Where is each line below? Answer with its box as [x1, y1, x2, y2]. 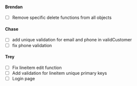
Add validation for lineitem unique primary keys [12, 70, 107, 76]
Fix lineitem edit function [12, 65, 62, 70]
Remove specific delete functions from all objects [12, 15, 112, 20]
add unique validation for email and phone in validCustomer [12, 37, 132, 43]
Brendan [5, 4, 23, 10]
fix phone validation [12, 42, 52, 48]
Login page [12, 75, 35, 81]
